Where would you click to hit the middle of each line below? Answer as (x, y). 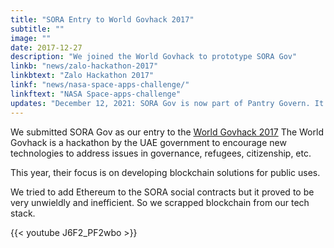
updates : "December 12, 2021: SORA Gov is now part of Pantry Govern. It (167, 103)
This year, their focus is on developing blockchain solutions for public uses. (165, 172)
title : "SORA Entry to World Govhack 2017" (102, 19)
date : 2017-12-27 (46, 47)
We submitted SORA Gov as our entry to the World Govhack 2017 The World (167, 132)
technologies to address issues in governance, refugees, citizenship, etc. (161, 153)
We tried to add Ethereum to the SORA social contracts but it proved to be (162, 192)
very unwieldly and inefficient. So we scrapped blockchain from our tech (160, 202)
